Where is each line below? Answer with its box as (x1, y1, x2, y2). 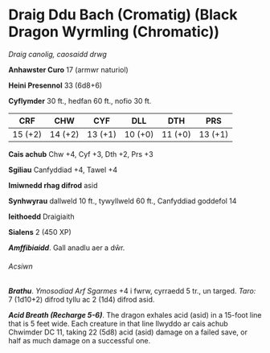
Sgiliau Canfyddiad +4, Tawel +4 (8, 165, 118, 174)
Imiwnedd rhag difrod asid (8, 180, 98, 190)
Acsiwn (8, 261, 34, 271)
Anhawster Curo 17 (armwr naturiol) (8, 64, 129, 74)
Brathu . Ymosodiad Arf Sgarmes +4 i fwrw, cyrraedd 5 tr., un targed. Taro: (8, 286, 256, 296)
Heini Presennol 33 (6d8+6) (8, 80, 103, 90)
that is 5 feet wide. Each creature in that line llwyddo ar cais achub (8, 319, 229, 329)
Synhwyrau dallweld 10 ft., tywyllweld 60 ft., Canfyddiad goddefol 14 (8, 195, 237, 206)
